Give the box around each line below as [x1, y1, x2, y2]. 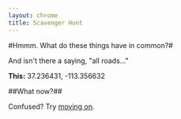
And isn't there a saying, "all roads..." [8, 56, 129, 65]
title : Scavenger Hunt [8, 19, 83, 27]
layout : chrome [8, 11, 58, 20]
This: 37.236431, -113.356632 [8, 71, 105, 80]
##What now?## [8, 86, 62, 95]
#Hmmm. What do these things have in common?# [8, 40, 174, 50]
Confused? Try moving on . [8, 102, 95, 111]
